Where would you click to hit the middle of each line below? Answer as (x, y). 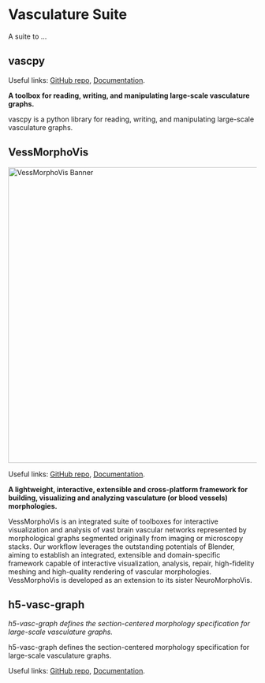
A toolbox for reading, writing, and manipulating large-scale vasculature (129, 95)
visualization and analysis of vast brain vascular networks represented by (127, 529)
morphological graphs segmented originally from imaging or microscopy (126, 538)
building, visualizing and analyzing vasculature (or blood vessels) (118, 498)
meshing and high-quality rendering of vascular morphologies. (110, 571)
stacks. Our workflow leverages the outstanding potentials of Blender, (121, 547)
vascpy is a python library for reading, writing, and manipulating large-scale (131, 119)
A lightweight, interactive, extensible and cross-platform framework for (128, 489)
